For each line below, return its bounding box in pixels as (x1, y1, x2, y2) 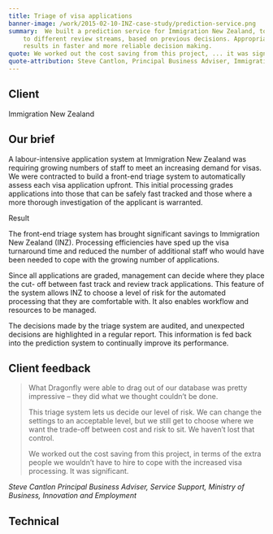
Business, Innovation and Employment (8, 491, 136, 501)
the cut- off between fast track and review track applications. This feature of (8, 279, 265, 289)
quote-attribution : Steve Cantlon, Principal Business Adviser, (8, 58, 231, 66)
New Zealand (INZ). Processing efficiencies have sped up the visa (8, 237, 230, 247)
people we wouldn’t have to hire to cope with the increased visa (28, 458, 242, 467)
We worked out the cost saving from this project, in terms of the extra (28, 449, 262, 459)
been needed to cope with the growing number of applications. (8, 254, 219, 264)
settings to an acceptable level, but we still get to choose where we (28, 416, 254, 426)
